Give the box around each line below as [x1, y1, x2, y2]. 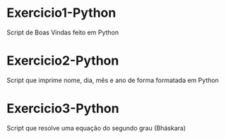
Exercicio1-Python [6, 5, 117, 21]
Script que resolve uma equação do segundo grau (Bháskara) [6, 124, 186, 132]
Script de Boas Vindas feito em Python [6, 28, 119, 37]
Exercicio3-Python [6, 100, 119, 117]
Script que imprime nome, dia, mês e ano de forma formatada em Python [6, 76, 220, 84]
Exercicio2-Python [6, 53, 119, 69]
